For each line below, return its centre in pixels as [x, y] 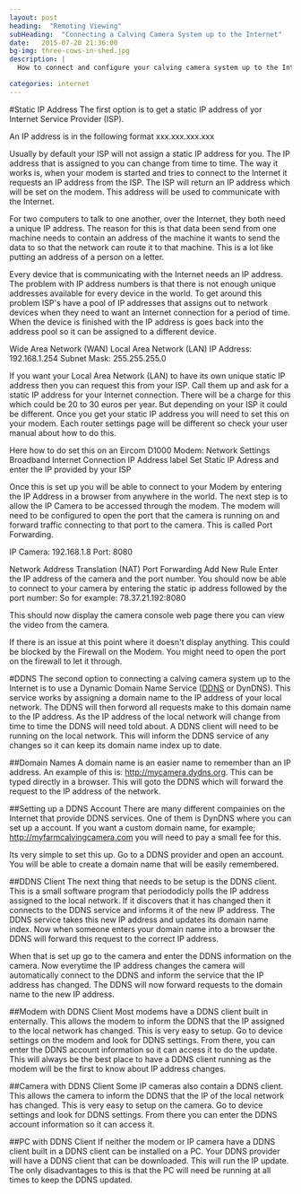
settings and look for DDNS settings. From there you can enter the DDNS [143, 1114]
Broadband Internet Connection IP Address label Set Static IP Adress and [144, 459]
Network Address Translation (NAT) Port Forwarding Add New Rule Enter [144, 569]
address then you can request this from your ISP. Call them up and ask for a [149, 385]
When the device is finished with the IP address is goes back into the [137, 322]
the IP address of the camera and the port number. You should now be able [148, 579]
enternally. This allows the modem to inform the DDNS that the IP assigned [147, 1021]
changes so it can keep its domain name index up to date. [116, 745]
